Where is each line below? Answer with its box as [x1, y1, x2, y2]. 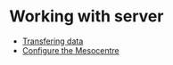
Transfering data [21, 36, 84, 46]
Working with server [9, 6, 164, 27]
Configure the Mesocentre [21, 45, 120, 55]
